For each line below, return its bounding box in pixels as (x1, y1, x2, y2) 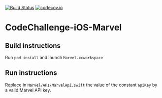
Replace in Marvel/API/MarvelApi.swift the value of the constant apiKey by (5, 82, 158, 88)
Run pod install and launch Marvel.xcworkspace (5, 55, 103, 60)
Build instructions (5, 41, 61, 50)
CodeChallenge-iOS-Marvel (5, 22, 122, 33)
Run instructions (5, 69, 58, 77)
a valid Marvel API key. (5, 87, 51, 93)
